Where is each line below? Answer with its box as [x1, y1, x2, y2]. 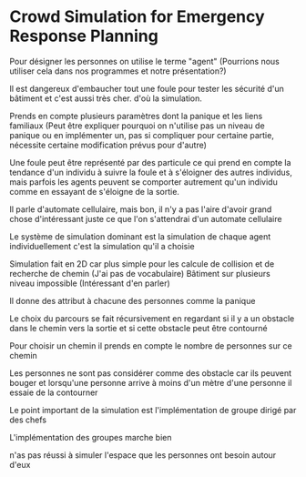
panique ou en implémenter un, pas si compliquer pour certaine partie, [9, 129, 275, 140]
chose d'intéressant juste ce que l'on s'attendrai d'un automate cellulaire [9, 213, 282, 224]
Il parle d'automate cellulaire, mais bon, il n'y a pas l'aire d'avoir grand [9, 203, 272, 215]
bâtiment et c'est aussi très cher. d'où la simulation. [9, 93, 203, 104]
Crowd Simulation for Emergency [9, 6, 266, 27]
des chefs [9, 414, 47, 425]
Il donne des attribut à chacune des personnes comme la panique [9, 295, 256, 306]
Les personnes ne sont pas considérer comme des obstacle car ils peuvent [9, 367, 292, 379]
